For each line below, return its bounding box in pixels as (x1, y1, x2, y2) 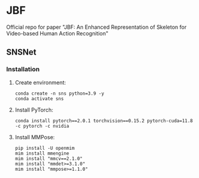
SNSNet (6, 47, 37, 58)
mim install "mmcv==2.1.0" (14, 155, 83, 162)
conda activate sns (14, 95, 64, 102)
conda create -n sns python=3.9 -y (14, 90, 105, 96)
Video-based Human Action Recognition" (6, 29, 109, 37)
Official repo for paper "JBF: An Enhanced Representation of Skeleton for (6, 23, 187, 31)
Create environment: (14, 79, 66, 86)
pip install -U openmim (14, 145, 75, 151)
